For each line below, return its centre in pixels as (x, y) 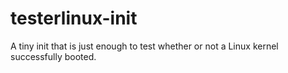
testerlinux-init (74, 18)
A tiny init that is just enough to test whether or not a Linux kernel (144, 46)
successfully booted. (53, 56)
